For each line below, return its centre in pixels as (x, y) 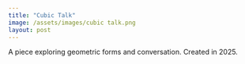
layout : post (30, 30)
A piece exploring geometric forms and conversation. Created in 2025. (123, 52)
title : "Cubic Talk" (42, 15)
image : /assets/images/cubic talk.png (72, 23)
